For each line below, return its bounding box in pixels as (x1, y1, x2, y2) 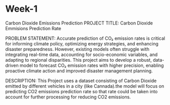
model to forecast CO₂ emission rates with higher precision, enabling (19, 62, 164, 68)
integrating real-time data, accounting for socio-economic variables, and (5, 51, 158, 58)
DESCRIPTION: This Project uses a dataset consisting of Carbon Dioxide (5, 77, 157, 84)
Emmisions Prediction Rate (5, 25, 62, 31)
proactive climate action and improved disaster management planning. (5, 67, 153, 74)
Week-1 (5, 3, 38, 15)
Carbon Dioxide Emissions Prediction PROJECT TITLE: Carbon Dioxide (5, 20, 153, 26)
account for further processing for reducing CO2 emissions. (5, 94, 131, 100)
